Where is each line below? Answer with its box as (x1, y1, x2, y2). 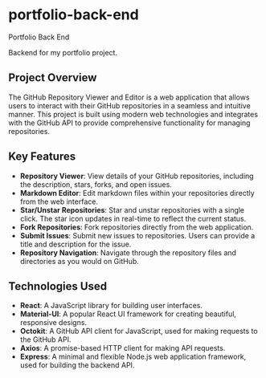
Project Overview (8, 71, 97, 85)
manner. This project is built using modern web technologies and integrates (8, 109, 259, 119)
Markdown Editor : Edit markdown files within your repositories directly (19, 188, 255, 197)
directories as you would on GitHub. (19, 256, 139, 266)
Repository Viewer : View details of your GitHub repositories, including (19, 171, 255, 181)
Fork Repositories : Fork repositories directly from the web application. (19, 222, 254, 232)
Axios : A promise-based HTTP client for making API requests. (19, 343, 226, 353)
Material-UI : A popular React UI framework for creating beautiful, (19, 309, 237, 319)
